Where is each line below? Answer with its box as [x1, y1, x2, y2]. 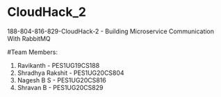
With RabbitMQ [7, 34, 51, 42]
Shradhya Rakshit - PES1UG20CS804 [17, 69, 124, 77]
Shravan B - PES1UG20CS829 [17, 83, 104, 91]
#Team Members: [7, 48, 58, 56]
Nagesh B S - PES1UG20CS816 [17, 76, 106, 84]
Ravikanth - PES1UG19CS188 [17, 61, 100, 69]
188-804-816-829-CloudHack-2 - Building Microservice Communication [7, 27, 214, 35]
